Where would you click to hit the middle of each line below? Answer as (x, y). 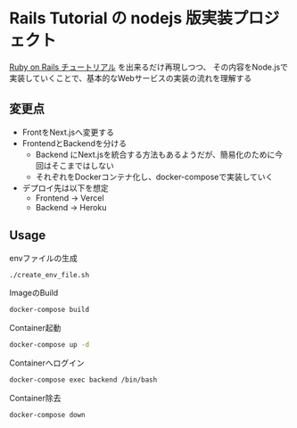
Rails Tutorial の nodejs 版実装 (121, 18)
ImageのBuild (34, 293)
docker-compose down (48, 416)
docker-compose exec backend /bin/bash (83, 380)
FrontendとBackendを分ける (74, 143)
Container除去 (35, 399)
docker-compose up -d (49, 345)
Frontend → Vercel (70, 198)
